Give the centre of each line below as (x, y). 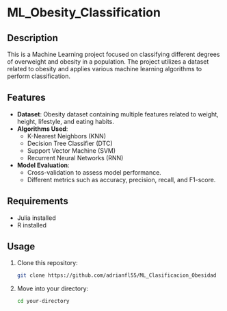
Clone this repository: (47, 263)
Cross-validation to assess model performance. (94, 172)
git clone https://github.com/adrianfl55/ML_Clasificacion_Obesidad (117, 275)
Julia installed (36, 218)
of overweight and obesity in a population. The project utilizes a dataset (108, 62)
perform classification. (39, 76)
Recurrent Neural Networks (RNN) (75, 158)
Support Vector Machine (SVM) (71, 150)
